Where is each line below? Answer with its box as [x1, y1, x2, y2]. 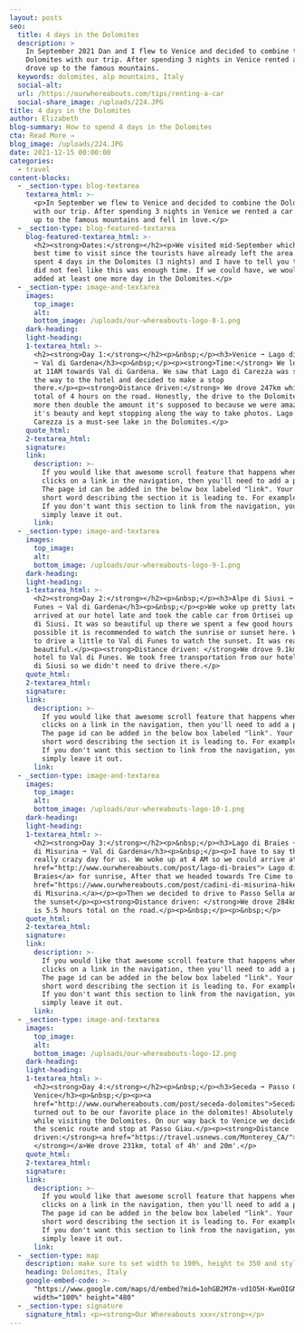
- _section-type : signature [17, 1301, 124, 1310]
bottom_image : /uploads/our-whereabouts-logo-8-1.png [33, 316, 242, 326]
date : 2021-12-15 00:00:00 [9, 148, 111, 157]
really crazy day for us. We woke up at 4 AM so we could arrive [33, 855, 285, 865]
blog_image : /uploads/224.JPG [9, 139, 124, 149]
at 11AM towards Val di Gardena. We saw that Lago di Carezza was [33, 367, 290, 376]
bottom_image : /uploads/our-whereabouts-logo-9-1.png [33, 561, 242, 570]
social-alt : [17, 81, 63, 90]
